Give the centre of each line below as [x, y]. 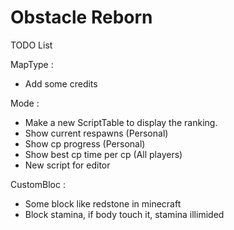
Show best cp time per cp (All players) [103, 154]
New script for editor [67, 165]
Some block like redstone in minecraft [103, 203]
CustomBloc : [38, 184]
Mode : [25, 103]
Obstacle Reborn [81, 17]
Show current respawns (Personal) [96, 133]
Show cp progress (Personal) [85, 143]
